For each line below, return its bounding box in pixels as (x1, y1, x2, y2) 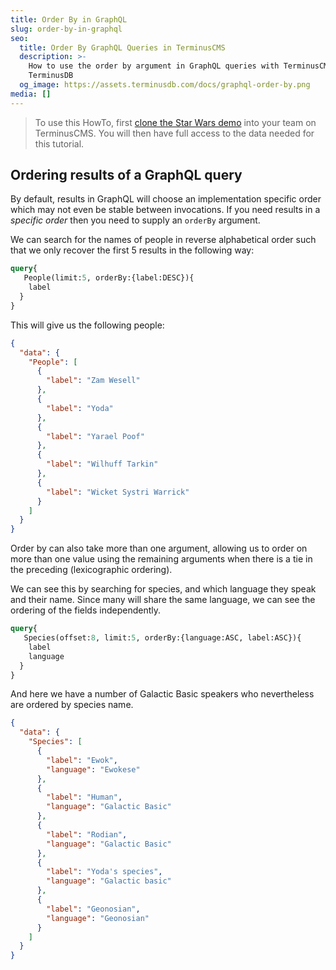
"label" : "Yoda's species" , (46, 867, 163, 877)
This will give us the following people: (10, 319, 165, 331)
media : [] (10, 89, 52, 99)
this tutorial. (34, 137, 85, 150)
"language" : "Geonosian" (46, 913, 150, 923)
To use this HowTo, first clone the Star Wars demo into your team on (34, 116, 317, 128)
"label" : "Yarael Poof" (46, 431, 145, 441)
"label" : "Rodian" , (46, 829, 128, 840)
